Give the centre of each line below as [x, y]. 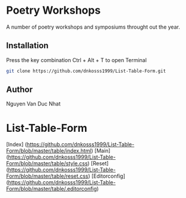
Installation [27, 46]
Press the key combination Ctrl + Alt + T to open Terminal [76, 60]
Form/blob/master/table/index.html [49, 151]
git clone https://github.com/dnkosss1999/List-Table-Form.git [86, 71]
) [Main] [101, 151]
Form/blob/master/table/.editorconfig [51, 189]
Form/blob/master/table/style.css [47, 163]
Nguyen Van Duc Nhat [33, 104]
